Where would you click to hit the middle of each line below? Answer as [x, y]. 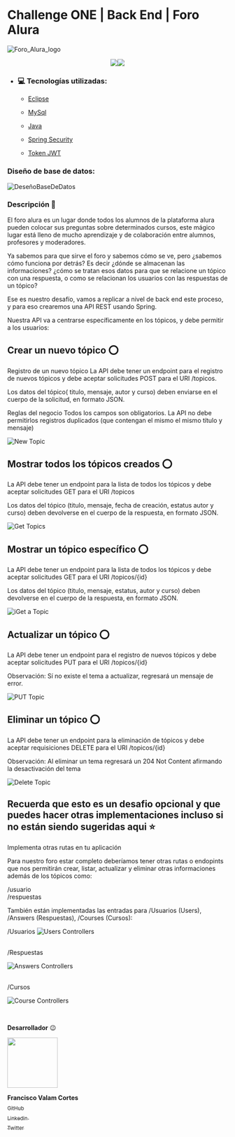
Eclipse [38, 99]
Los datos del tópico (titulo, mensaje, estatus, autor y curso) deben [104, 591]
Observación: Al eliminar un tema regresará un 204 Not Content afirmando [115, 761]
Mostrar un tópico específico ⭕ [78, 549]
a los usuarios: [28, 327]
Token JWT [44, 153]
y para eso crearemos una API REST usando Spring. [82, 306]
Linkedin [17, 1118]
